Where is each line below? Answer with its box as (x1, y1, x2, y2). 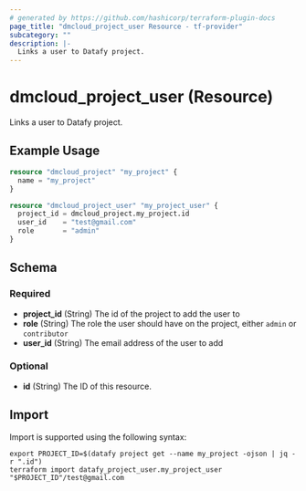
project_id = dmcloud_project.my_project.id (17, 209, 190, 219)
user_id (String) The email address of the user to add (22, 337, 224, 348)
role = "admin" (17, 226, 100, 235)
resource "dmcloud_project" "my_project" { (9, 167, 178, 176)
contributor (22, 329, 69, 339)
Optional (9, 360, 48, 372)
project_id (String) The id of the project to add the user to (22, 308, 240, 319)
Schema (9, 260, 58, 276)
